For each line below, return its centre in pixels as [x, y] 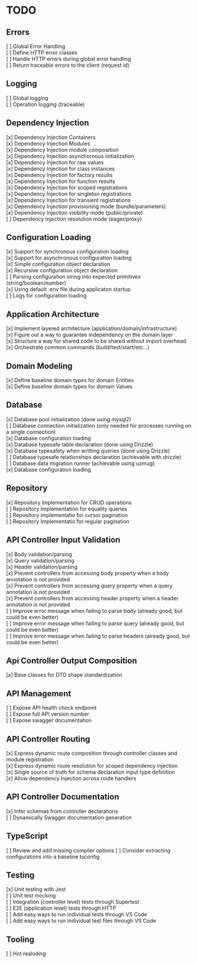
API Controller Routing [48, 739]
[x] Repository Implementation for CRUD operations [69, 502]
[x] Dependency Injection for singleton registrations [69, 193]
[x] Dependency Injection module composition [62, 150]
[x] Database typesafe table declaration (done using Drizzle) [80, 444]
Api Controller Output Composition [72, 660]
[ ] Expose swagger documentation [49, 720]
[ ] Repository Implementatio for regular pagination [68, 521]
